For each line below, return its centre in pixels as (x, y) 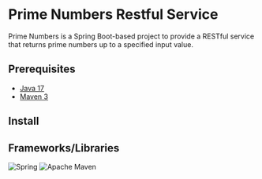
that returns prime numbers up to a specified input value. (101, 44)
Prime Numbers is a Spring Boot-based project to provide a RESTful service (131, 36)
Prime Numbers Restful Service (113, 15)
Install (24, 121)
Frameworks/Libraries (64, 148)
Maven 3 (34, 97)
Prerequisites (42, 69)
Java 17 (32, 88)
